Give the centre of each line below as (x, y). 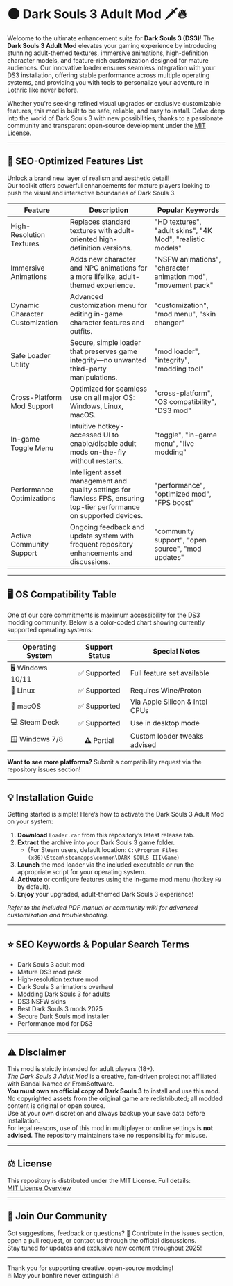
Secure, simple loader (105, 342)
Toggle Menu (32, 448)
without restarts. (96, 460)
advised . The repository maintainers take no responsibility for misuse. (107, 1135)
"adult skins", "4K (183, 230)
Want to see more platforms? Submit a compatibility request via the (105, 762)
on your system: (30, 821)
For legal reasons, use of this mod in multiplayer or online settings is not (110, 1128)
